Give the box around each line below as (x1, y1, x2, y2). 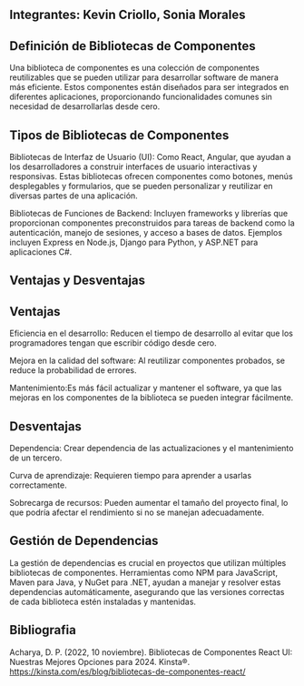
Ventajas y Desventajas (9, 273, 146, 288)
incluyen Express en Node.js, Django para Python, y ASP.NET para (9, 237, 259, 248)
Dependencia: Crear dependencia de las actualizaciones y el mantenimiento (9, 443, 294, 454)
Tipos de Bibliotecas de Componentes (9, 127, 230, 143)
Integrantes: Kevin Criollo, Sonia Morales (9, 7, 247, 23)
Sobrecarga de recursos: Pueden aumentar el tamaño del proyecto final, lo (9, 498, 289, 509)
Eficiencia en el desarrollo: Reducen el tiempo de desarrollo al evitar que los (9, 328, 293, 339)
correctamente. (9, 479, 67, 490)
